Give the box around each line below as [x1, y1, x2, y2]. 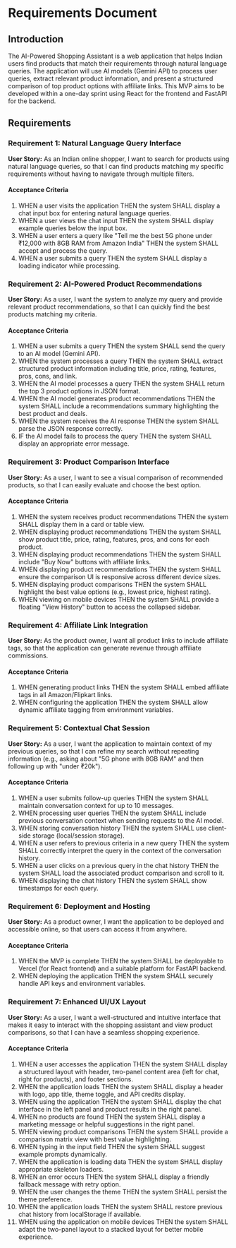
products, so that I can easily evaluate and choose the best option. [8, 480, 201, 489]
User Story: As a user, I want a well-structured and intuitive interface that [8, 1013, 221, 1021]
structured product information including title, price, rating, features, [18, 364, 217, 373]
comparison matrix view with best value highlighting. [18, 1135, 172, 1143]
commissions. [8, 651, 49, 660]
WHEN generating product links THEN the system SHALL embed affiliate [18, 683, 229, 691]
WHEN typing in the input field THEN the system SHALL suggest [18, 1142, 206, 1151]
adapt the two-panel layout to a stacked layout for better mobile [18, 1225, 204, 1233]
